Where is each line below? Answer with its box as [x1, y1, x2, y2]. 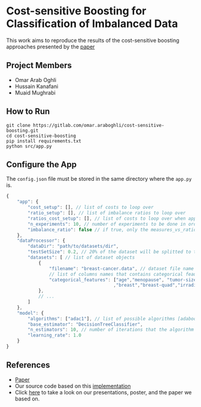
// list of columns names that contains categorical [48, 271, 184, 277]
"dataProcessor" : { [17, 238, 66, 244]
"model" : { [17, 310, 44, 316]
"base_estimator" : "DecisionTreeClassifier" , [28, 321, 144, 327]
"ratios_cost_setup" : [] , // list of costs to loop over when [28, 215, 186, 221]
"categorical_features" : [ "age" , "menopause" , [48, 277, 165, 283]
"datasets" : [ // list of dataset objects [28, 254, 135, 260]
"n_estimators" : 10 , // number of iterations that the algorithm [28, 327, 194, 333]
